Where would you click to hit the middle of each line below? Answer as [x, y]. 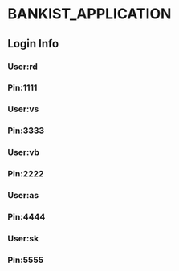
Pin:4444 [26, 216]
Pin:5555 [26, 260]
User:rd [22, 67]
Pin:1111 [22, 87]
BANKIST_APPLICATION [89, 14]
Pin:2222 [26, 174]
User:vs [23, 109]
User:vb [24, 152]
